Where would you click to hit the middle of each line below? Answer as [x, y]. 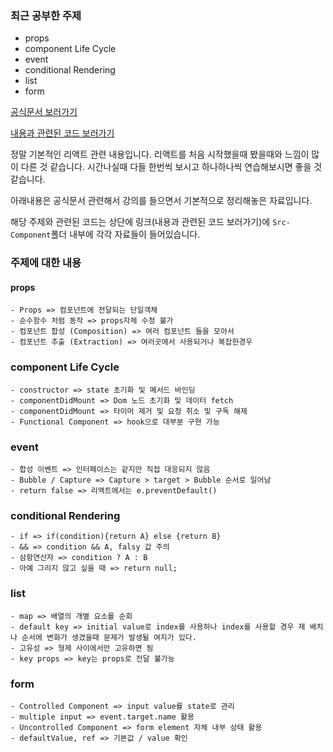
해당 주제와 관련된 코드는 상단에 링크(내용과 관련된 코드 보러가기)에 [140, 222]
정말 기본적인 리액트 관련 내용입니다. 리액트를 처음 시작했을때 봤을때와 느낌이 [160, 154]
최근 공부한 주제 [46, 15]
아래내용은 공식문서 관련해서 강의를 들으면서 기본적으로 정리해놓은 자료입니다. [161, 201]
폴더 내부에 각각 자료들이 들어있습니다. [125, 234]
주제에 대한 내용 [46, 263]
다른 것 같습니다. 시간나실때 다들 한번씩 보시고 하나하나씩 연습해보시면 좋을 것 [171, 167]
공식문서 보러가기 [44, 112]
